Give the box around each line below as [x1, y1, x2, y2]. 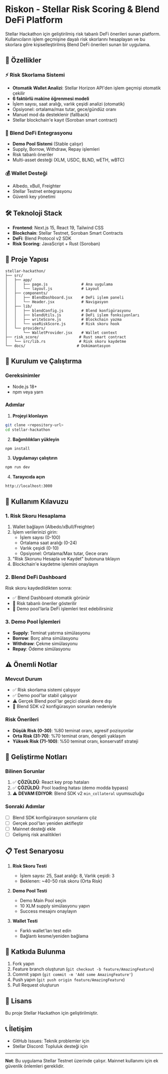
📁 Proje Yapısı [5, 255, 49, 264]
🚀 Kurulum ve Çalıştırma [5, 357, 82, 365]
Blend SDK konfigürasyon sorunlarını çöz [12, 814, 97, 820]
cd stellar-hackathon [5, 427, 50, 432]
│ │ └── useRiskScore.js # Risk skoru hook [5, 321, 120, 326]
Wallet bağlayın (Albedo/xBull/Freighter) [12, 524, 95, 530]
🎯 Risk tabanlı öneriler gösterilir [12, 601, 77, 607]
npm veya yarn [12, 388, 43, 395]
